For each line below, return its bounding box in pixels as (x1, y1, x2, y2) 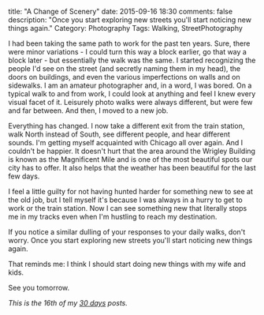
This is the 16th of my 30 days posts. (8, 298, 128, 307)
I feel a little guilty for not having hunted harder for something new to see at (8, 187, 254, 196)
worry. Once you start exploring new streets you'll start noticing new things (8, 236, 253, 245)
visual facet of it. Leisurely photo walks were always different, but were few (8, 98, 254, 107)
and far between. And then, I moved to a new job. (8, 106, 169, 115)
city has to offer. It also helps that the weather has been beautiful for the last (8, 163, 256, 172)
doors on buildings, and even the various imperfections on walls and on (8, 73, 240, 81)
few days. (8, 171, 40, 181)
